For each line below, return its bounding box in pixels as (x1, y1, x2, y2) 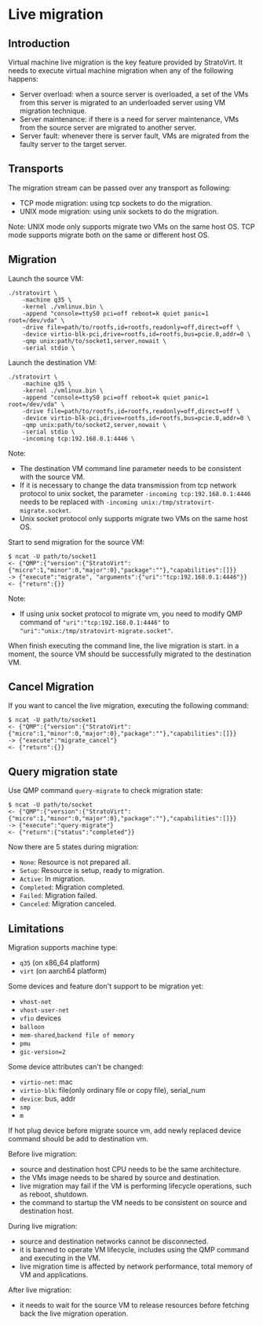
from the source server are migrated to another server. (19, 123, 197, 132)
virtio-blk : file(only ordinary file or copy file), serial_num (19, 1086, 206, 1095)
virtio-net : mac (19, 1077, 73, 1087)
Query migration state (8, 765, 119, 778)
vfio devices (19, 1014, 61, 1023)
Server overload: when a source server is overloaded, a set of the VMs (19, 89, 249, 99)
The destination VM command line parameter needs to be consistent (19, 463, 242, 473)
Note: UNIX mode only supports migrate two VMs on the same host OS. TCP (8, 221, 255, 231)
